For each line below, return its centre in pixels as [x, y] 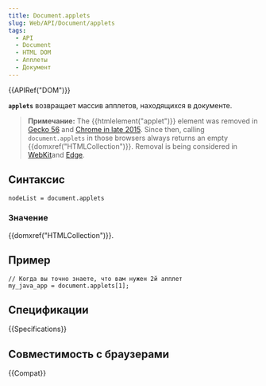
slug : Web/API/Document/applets [62, 23]
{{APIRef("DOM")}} [40, 90]
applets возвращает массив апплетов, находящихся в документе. [120, 105]
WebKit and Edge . [56, 154]
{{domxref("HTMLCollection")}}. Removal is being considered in [133, 146]
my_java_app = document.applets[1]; [69, 286]
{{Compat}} [27, 373]
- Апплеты [31, 60]
